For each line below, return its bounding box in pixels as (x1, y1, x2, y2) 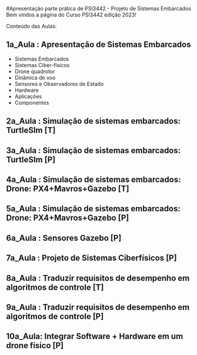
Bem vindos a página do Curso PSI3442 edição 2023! (6, 11, 137, 18)
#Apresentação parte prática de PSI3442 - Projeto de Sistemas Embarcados (6, 5, 191, 12)
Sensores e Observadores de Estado (14, 80, 104, 87)
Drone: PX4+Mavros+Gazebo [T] (6, 184, 129, 194)
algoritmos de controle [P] (6, 311, 104, 321)
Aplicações (14, 92, 42, 99)
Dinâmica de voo (14, 74, 56, 81)
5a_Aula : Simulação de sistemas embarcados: (6, 204, 181, 214)
